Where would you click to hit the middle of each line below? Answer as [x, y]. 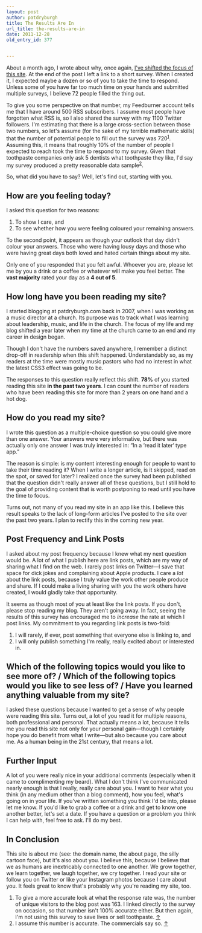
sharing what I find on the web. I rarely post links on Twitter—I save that [95, 567]
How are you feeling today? [59, 196]
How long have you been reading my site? [86, 297]
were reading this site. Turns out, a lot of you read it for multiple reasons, [96, 716]
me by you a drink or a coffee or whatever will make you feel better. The [96, 271]
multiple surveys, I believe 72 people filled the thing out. [76, 93]
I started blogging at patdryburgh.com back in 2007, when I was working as [100, 311]
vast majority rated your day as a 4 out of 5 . [62, 278]
